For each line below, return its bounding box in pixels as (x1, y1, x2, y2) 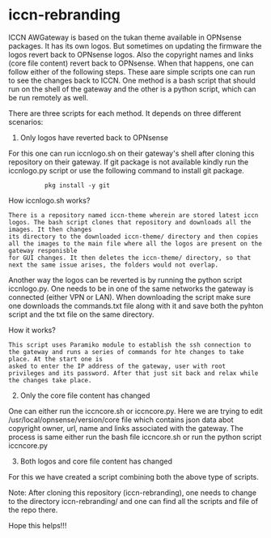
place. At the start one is (8, 355, 104, 363)
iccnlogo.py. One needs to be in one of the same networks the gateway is (8, 284, 254, 293)
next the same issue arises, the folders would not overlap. (8, 261, 219, 269)
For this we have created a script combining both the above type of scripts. (8, 472, 259, 481)
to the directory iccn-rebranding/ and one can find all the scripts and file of (8, 496, 259, 506)
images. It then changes (8, 225, 92, 233)
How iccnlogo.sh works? (8, 195, 91, 205)
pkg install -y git (44, 181, 111, 190)
